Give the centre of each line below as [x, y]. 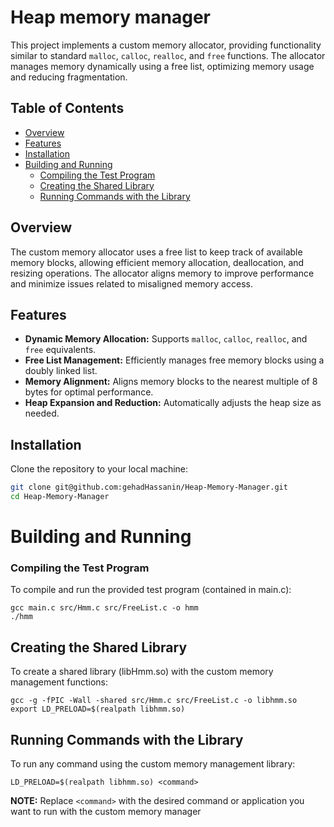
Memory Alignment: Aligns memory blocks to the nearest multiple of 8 [171, 382]
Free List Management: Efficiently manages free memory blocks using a [174, 360]
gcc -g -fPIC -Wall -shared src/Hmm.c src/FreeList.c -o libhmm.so [154, 701]
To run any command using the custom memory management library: [153, 764]
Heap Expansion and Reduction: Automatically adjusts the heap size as [173, 403]
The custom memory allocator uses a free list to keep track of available [156, 252]
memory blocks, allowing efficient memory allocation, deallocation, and [157, 262]
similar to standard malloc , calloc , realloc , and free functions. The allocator [168, 55]
